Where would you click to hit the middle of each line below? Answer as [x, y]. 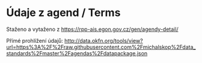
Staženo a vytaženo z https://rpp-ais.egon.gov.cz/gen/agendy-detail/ [92, 29]
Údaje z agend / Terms [63, 13]
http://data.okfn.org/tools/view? [103, 40]
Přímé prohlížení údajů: [35, 40]
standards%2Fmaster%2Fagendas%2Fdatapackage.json [77, 53]
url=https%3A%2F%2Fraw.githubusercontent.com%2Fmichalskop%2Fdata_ [101, 47]
